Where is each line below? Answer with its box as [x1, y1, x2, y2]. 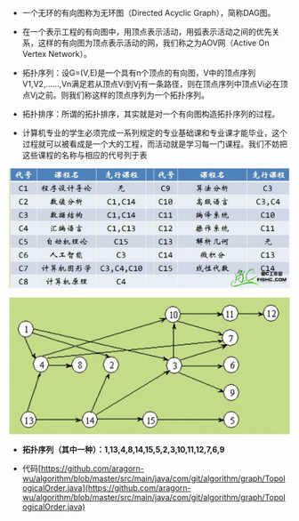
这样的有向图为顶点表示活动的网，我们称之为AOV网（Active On [37, 37, 270, 48]
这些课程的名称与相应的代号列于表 [21, 150, 148, 160]
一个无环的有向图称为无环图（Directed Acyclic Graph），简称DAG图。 [21, 8, 276, 18]
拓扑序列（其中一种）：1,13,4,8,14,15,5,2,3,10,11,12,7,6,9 [21, 444, 225, 454]
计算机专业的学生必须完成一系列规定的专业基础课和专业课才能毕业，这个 [21, 128, 287, 138]
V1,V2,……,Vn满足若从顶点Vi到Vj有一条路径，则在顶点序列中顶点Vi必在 [21, 79, 280, 89]
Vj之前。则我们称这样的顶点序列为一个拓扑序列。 [29, 90, 209, 100]
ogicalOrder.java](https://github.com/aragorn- [21, 482, 191, 493]
